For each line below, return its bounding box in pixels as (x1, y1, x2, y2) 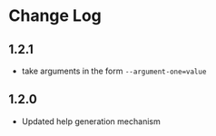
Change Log (8, 5, 102, 26)
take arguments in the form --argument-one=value (21, 65, 207, 76)
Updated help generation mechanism (21, 115, 161, 127)
